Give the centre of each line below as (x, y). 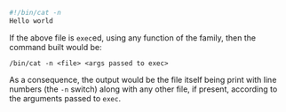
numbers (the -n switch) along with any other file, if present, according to (143, 89)
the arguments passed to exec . (65, 98)
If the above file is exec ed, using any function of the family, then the (132, 37)
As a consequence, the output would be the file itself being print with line (143, 79)
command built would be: (56, 47)
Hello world (31, 21)
